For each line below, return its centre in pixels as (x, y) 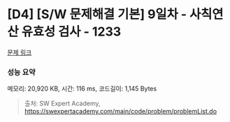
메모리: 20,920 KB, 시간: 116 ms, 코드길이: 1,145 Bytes (82, 89)
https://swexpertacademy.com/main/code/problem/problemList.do (121, 112)
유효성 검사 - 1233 (71, 32)
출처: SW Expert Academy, (62, 104)
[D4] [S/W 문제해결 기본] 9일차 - (97, 14)
